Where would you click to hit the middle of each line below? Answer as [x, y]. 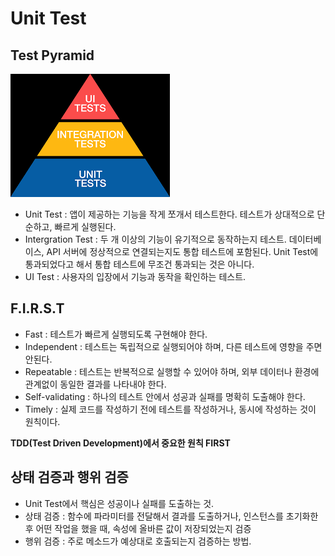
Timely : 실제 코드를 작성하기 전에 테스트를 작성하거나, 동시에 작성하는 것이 [170, 409]
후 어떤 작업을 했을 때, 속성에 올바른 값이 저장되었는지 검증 [138, 528]
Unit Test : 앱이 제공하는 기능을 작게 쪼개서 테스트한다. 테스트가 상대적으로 [169, 214]
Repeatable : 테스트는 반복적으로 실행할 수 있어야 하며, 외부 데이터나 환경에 [172, 371]
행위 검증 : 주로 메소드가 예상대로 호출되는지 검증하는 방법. [138, 541]
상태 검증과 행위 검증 [69, 477]
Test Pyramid [52, 55]
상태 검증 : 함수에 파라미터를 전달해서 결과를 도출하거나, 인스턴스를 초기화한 [171, 516]
